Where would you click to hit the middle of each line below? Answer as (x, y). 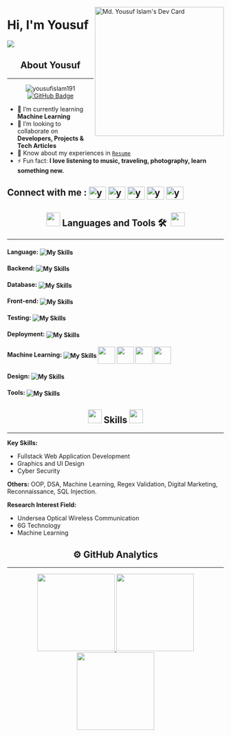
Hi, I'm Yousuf (48, 25)
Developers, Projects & (51, 138)
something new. (41, 170)
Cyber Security (38, 471)
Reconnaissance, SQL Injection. (52, 491)
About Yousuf (51, 65)
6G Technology (39, 526)
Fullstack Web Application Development (74, 456)
